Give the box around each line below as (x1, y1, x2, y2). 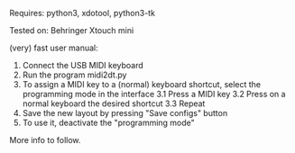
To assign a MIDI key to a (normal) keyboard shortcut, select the (22, 79, 262, 89)
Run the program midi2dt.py (22, 69, 127, 80)
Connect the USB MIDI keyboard (22, 60, 144, 70)
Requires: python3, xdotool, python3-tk (9, 8, 156, 18)
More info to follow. (9, 135, 81, 145)
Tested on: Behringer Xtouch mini (9, 25, 134, 35)
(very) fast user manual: (9, 42, 98, 53)
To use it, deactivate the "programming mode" (22, 117, 196, 128)
